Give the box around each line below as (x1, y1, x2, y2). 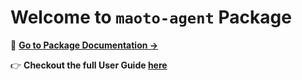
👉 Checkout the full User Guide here (10, 59, 168, 71)
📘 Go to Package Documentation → (10, 39, 159, 51)
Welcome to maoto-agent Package (10, 6, 292, 29)
